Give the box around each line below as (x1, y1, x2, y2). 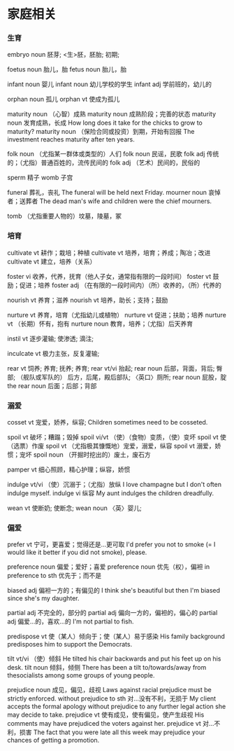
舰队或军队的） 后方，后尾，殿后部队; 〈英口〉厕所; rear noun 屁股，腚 (23, 373, 227, 381)
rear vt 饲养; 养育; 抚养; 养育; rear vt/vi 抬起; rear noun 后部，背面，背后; (7, 364, 215, 372)
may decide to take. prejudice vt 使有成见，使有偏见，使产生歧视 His (7, 710, 205, 719)
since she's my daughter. (7, 594, 80, 602)
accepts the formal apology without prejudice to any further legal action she (7, 702, 226, 711)
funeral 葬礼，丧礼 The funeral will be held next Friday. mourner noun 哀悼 (7, 188, 221, 197)
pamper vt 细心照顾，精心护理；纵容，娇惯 (7, 465, 131, 474)
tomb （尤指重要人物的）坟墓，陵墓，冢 (7, 212, 122, 221)
